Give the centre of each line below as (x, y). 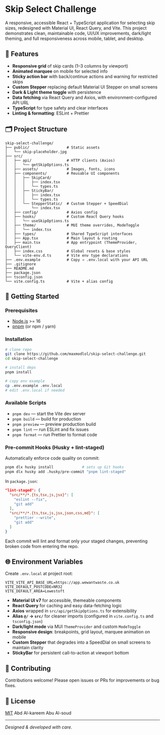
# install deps (21, 368)
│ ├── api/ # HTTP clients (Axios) (60, 160)
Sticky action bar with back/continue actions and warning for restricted (85, 76)
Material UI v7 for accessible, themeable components (67, 600)
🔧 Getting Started (32, 296)
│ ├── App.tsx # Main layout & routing (61, 238)
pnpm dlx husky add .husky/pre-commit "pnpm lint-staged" (66, 472)
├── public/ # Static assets (52, 147)
